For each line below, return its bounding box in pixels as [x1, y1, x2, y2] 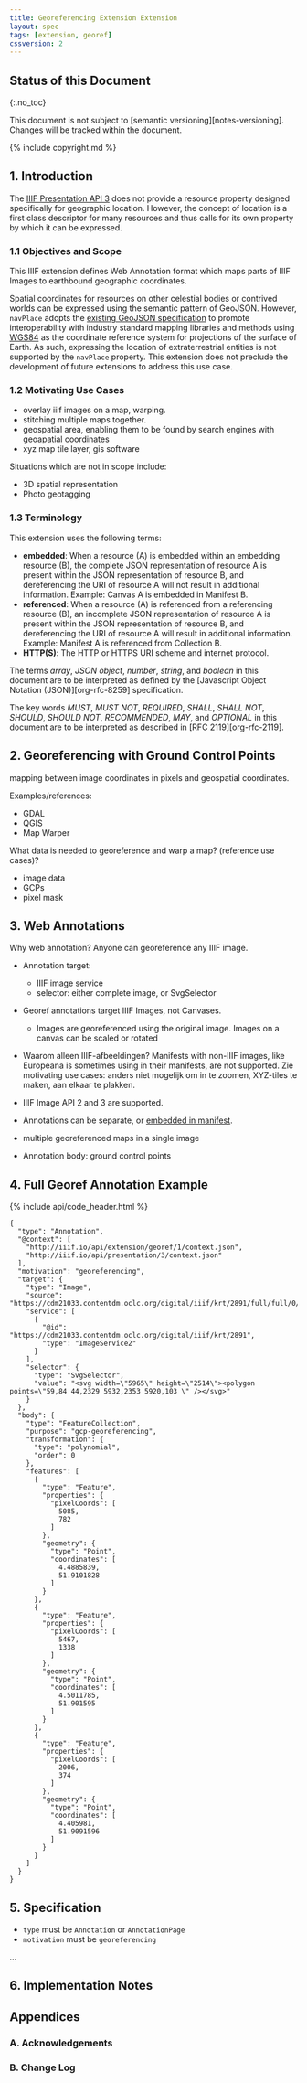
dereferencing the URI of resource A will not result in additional [22, 579, 260, 590]
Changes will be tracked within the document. [9, 124, 183, 135]
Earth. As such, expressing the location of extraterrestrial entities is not [9, 342, 277, 353]
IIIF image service [36, 977, 103, 988]
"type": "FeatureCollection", [26, 1419, 142, 1428]
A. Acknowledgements [9, 2036, 113, 2049]
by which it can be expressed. [9, 221, 123, 233]
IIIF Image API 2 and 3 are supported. [22, 1097, 164, 1108]
